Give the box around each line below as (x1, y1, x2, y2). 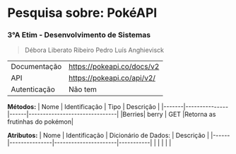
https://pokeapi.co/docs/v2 (68, 62, 160, 72)
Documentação (11, 62, 62, 72)
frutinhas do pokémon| (7, 117, 74, 126)
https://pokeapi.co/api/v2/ (68, 73, 156, 83)
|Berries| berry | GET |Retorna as (120, 110, 216, 119)
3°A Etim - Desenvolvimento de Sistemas (7, 30, 151, 40)
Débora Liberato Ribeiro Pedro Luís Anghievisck (24, 46, 165, 54)
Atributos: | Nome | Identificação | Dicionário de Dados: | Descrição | (7, 131, 210, 140)
